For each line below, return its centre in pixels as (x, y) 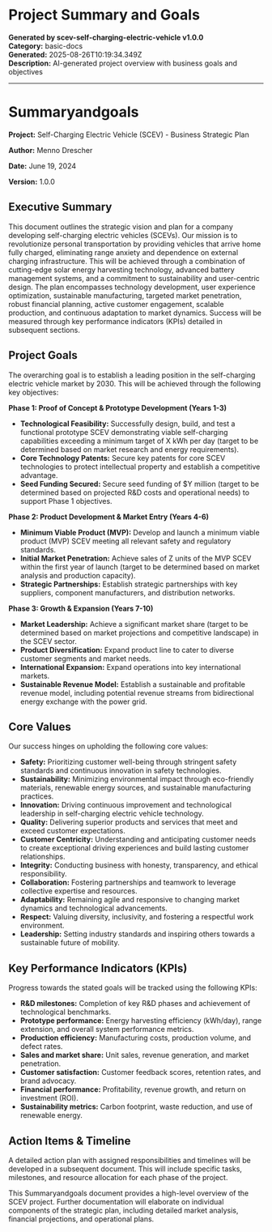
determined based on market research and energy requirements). (130, 449)
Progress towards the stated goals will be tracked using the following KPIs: (133, 988)
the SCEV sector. (48, 641)
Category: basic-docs (46, 45)
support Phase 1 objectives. (66, 501)
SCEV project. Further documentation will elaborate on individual (116, 1201)
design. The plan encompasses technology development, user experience (132, 287)
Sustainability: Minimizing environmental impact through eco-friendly (137, 779)
